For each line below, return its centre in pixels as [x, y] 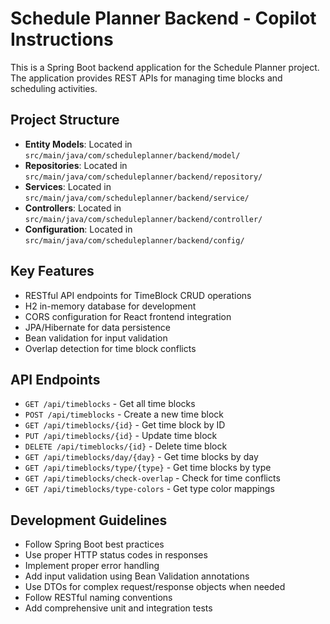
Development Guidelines [89, 520]
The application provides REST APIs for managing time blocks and [146, 78]
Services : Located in [68, 186]
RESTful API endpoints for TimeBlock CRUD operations [138, 295]
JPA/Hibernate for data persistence [97, 327]
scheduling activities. [54, 88]
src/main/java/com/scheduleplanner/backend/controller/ [143, 219]
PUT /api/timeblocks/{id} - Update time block [121, 436]
